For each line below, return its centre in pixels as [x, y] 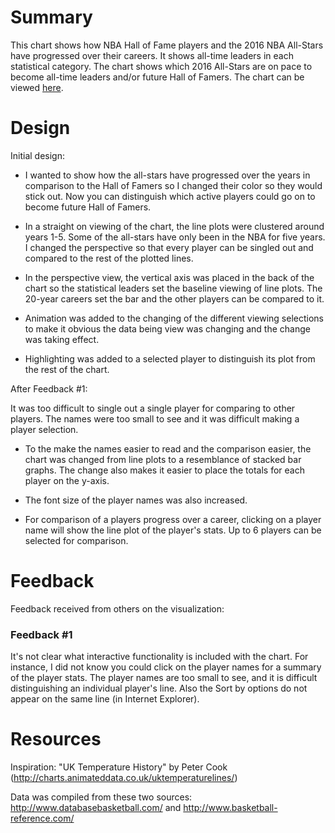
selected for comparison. [76, 540]
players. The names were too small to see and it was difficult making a [155, 418]
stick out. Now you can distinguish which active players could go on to [170, 196]
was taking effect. [62, 339]
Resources [56, 739]
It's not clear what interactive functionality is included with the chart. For [159, 657]
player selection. [44, 429]
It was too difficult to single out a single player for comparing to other [153, 408]
